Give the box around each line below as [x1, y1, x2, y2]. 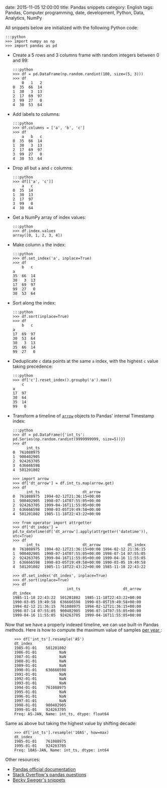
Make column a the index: [12, 242, 66, 248]
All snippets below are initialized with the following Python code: [5, 25, 139, 31]
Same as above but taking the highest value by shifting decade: [5, 721, 137, 726]
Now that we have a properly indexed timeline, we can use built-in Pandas [5, 621, 159, 627]
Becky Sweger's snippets [12, 777, 65, 783]
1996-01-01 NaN [14, 694, 66, 699]
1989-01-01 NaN [14, 663, 66, 668]
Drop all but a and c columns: [12, 165, 73, 171]
